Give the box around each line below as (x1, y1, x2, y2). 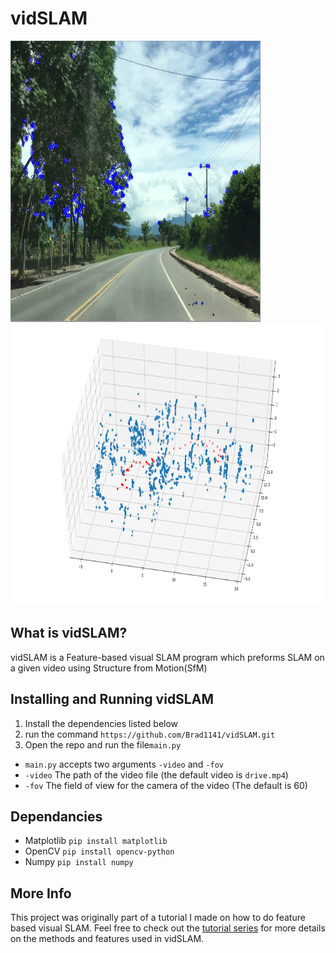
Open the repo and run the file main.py (24, 738, 182, 751)
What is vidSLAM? (10, 625, 128, 642)
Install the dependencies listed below (24, 717, 179, 729)
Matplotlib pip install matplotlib (24, 835, 168, 847)
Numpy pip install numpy (24, 856, 134, 868)
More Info (10, 885, 72, 902)
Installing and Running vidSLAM (10, 691, 214, 708)
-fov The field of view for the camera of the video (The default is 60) (24, 779, 308, 791)
